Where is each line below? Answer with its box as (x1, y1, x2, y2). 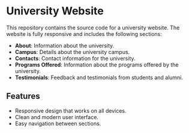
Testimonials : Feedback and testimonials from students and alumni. (14, 74, 184, 81)
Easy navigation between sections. (14, 120, 101, 127)
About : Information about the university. (14, 42, 115, 49)
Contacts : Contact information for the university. (14, 55, 136, 62)
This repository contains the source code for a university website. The (6, 24, 180, 31)
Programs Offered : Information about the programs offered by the (14, 61, 179, 68)
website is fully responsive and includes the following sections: (6, 30, 162, 37)
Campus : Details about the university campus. (14, 48, 130, 55)
